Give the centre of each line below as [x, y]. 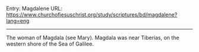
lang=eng [18, 21]
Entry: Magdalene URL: [34, 8]
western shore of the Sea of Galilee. [50, 44]
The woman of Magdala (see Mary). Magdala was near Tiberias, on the [93, 38]
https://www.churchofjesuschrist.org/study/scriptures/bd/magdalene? [92, 15]
